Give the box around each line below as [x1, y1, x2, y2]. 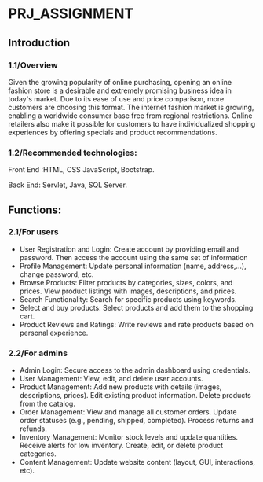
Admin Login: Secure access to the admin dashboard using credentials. [19, 366, 251, 375]
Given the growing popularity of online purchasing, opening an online [8, 77, 232, 86]
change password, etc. [19, 269, 94, 279]
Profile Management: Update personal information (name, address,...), [19, 261, 247, 270]
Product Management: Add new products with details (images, [19, 382, 222, 392]
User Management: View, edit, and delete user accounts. [19, 374, 203, 384]
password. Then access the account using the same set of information [19, 252, 249, 262]
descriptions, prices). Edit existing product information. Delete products [19, 391, 251, 400]
